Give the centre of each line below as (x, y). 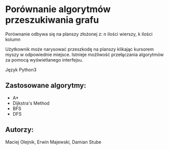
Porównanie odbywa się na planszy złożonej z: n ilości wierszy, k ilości (79, 34)
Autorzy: (19, 130)
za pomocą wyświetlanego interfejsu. (44, 60)
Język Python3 (21, 70)
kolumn (13, 39)
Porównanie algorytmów (58, 9)
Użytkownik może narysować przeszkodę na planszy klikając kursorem (80, 49)
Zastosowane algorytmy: (46, 86)
